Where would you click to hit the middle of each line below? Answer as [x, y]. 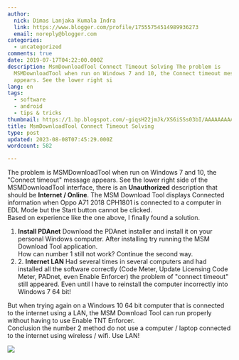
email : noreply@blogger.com [55, 34]
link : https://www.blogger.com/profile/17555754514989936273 [106, 27]
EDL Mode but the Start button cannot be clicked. [80, 210]
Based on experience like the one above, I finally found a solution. [104, 218]
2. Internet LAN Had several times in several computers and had [112, 262]
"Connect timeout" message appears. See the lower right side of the [108, 180]
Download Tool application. [58, 246]
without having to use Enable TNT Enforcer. [71, 321]
